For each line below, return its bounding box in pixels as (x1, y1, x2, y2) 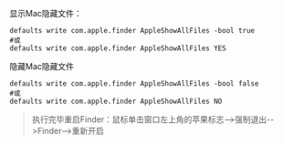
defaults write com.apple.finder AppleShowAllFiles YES (9, 44, 226, 53)
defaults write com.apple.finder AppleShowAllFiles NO (9, 97, 223, 106)
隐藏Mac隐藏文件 (9, 61, 75, 71)
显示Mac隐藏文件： (9, 8, 82, 18)
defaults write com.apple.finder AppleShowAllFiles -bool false (9, 79, 259, 88)
